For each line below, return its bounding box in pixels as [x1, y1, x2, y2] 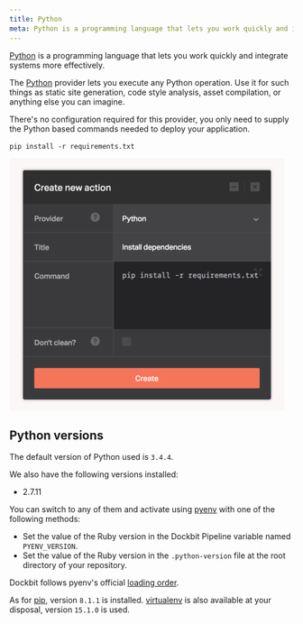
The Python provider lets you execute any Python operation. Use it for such [9, 77, 289, 87]
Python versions [9, 427, 104, 443]
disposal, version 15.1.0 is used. [9, 604, 131, 615]
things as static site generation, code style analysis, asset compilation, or [9, 87, 281, 97]
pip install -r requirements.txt [9, 142, 135, 151]
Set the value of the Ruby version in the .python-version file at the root [22, 550, 286, 561]
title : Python [9, 14, 63, 23]
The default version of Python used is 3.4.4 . [9, 452, 174, 463]
